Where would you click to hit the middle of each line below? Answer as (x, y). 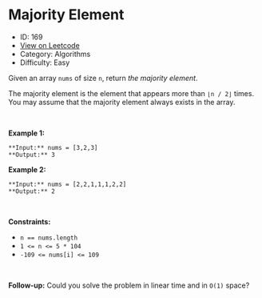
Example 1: (27, 133)
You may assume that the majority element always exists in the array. (122, 102)
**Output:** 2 (32, 191)
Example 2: (27, 169)
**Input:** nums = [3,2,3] (53, 147)
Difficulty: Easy (45, 62)
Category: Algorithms (55, 54)
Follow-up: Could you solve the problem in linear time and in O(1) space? (129, 285)
